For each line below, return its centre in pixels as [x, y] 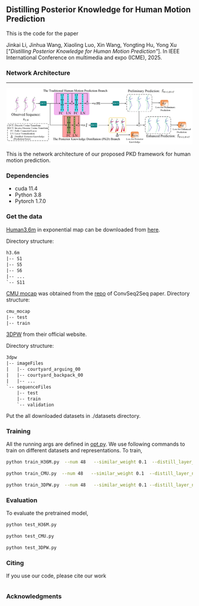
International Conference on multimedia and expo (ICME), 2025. [84, 57]
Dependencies [28, 176]
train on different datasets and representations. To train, [74, 450]
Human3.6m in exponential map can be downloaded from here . [83, 229]
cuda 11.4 [26, 189]
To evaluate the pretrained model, [47, 513]
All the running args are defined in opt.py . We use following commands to [96, 444]
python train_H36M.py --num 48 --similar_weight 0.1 [76, 462]
